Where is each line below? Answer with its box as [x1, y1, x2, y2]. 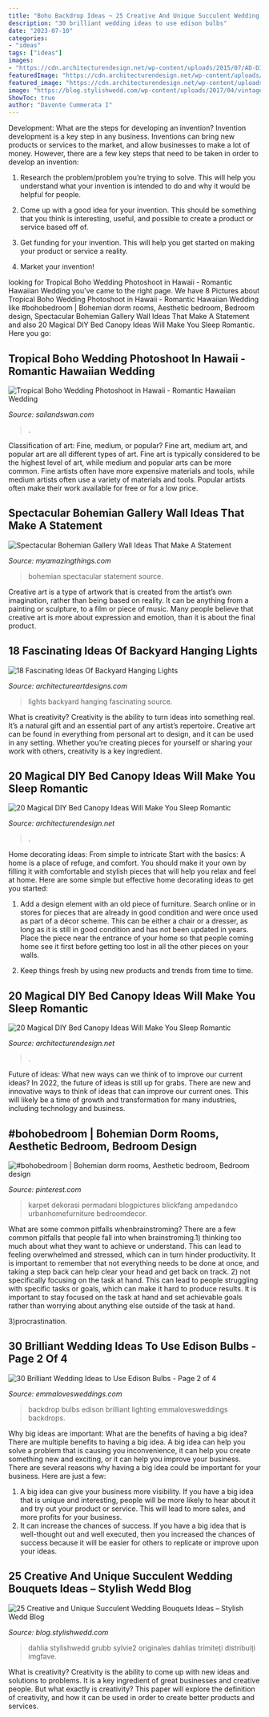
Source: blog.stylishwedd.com [8, 1627, 109, 1637]
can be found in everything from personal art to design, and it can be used [8, 729, 254, 738]
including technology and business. [8, 1104, 126, 1113]
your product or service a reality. [19, 246, 128, 257]
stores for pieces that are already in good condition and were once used [19, 907, 259, 918]
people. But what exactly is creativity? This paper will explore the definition [8, 1684, 256, 1694]
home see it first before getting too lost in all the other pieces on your [19, 942, 249, 951]
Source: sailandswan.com [8, 410, 94, 419]
